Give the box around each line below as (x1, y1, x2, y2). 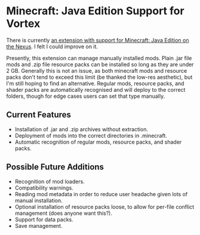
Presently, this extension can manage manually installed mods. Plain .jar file (6, 54, 192, 61)
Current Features (6, 110, 72, 120)
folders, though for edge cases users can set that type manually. (6, 92, 165, 100)
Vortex (6, 17, 41, 30)
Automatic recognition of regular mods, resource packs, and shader (14, 138, 182, 146)
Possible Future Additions (6, 162, 104, 172)
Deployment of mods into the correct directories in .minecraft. (14, 132, 167, 139)
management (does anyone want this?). (14, 209, 112, 217)
